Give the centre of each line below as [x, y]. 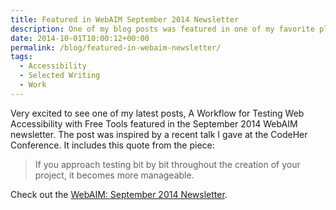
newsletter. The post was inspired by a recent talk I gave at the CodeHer [159, 134]
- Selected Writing [60, 76]
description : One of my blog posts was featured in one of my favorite [162, 29]
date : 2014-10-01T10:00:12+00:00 [80, 38]
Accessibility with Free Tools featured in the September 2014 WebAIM [154, 123]
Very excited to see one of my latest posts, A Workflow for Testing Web [157, 113]
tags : [21, 57]
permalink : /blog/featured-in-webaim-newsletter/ [116, 47]
